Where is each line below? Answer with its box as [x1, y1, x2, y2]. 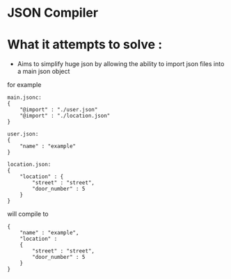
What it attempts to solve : [7, 37, 162, 53]
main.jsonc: [7, 94, 42, 102]
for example [7, 81, 42, 89]
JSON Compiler [7, 5, 99, 21]
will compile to [7, 210, 49, 218]
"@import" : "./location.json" [19, 113, 111, 120]
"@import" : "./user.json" [19, 106, 98, 113]
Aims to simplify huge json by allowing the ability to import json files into [17, 60, 225, 68]
